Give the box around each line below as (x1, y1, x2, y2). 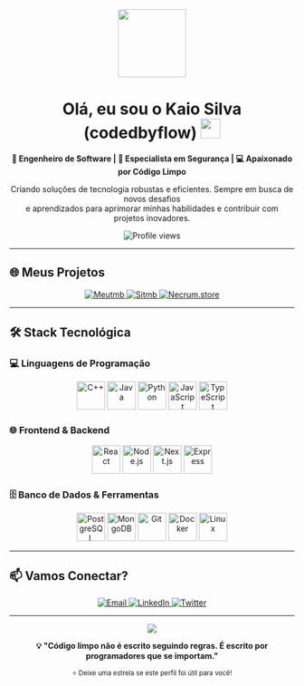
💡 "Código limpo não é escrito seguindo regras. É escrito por (35, 640, 269, 651)
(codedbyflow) (83, 122, 197, 143)
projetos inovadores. (113, 212, 191, 223)
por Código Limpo (117, 166, 187, 177)
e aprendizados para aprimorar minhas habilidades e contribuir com (25, 203, 279, 214)
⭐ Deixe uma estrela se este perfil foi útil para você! (71, 668, 233, 678)
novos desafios (123, 193, 181, 204)
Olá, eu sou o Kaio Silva (62, 99, 242, 120)
